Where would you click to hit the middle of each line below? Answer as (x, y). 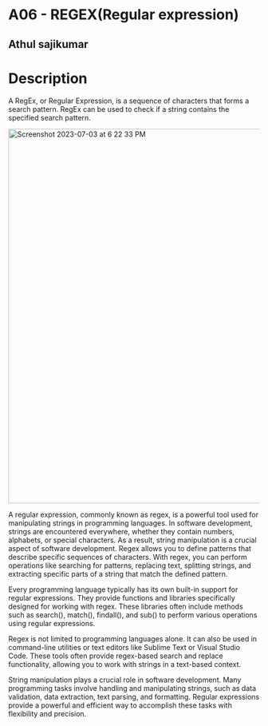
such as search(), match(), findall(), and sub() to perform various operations (133, 615)
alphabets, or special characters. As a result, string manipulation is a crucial (132, 540)
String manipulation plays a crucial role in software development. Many (125, 680)
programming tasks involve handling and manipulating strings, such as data (132, 688)
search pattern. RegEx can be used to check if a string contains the (119, 109)
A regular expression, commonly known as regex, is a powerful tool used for (134, 514)
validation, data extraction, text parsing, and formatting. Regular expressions (134, 696)
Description (48, 78)
